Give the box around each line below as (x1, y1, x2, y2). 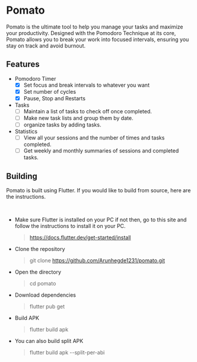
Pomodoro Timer (14, 75, 56, 82)
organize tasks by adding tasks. (23, 121, 101, 128)
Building (6, 171, 37, 181)
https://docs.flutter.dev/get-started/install (29, 234, 131, 241)
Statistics (14, 128, 38, 135)
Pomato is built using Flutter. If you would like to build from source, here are (6, 187, 191, 194)
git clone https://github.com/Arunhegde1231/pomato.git (29, 257, 165, 264)
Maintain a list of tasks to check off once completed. (23, 107, 152, 115)
